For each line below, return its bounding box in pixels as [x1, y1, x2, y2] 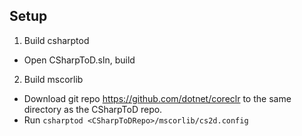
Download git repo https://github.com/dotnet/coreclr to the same [23, 92, 292, 104]
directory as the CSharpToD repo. [23, 103, 163, 115]
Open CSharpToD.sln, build [23, 54, 136, 66]
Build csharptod [23, 34, 90, 46]
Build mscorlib [23, 73, 84, 85]
